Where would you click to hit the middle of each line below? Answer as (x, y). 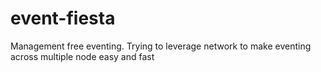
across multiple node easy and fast (82, 56)
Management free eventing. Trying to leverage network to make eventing (161, 46)
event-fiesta (63, 18)
